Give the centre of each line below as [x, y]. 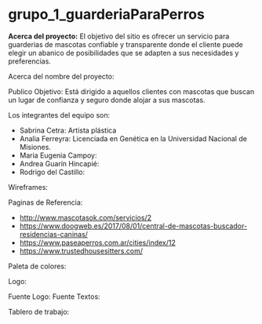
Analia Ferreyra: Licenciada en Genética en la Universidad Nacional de [133, 138]
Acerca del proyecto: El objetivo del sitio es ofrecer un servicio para [119, 36]
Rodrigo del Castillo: [52, 172]
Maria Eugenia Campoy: [58, 155]
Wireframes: [28, 187]
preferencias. [29, 61]
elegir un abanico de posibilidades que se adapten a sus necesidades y [124, 53]
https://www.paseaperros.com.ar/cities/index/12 [98, 242]
